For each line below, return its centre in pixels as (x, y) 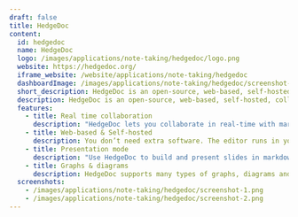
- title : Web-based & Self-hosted (89, 133)
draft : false (33, 17)
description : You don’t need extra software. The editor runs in (156, 141)
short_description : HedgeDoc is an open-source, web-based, (130, 91)
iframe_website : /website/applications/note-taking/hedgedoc (133, 75)
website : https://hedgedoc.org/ (77, 67)
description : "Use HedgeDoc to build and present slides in (146, 157)
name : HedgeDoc (45, 50)
